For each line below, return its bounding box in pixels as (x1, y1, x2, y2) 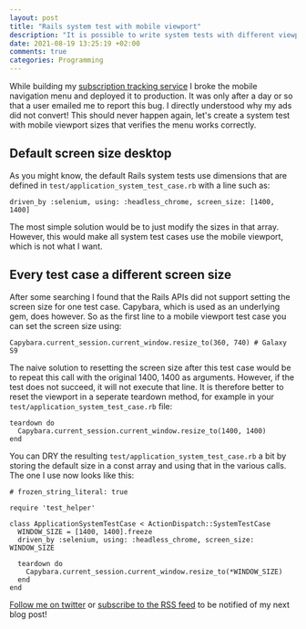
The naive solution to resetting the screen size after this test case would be (9, 362, 291, 373)
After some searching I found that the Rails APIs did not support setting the (9, 291, 291, 302)
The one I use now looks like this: (9, 469, 135, 480)
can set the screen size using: (9, 320, 122, 331)
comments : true (9, 47, 67, 57)
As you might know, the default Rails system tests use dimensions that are (9, 170, 288, 180)
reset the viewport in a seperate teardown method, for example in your (9, 391, 275, 402)
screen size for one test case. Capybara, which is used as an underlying (9, 301, 280, 312)
